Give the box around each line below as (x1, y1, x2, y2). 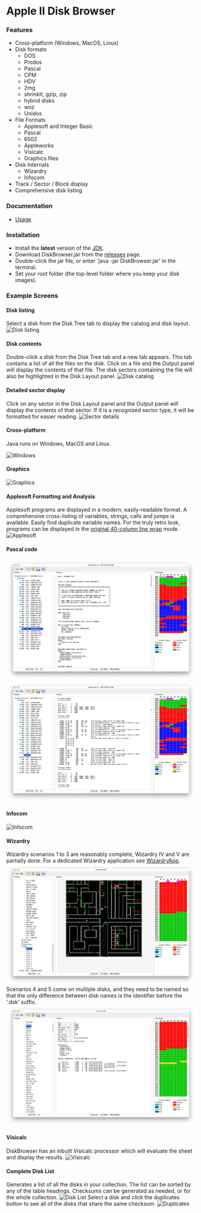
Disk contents (6, 340, 42, 347)
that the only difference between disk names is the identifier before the (6, 992, 182, 999)
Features (6, 26, 33, 34)
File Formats (14, 116, 46, 124)
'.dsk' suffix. (6, 998, 37, 1006)
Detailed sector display (6, 387, 66, 393)
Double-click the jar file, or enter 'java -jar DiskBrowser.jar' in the (14, 258, 176, 265)
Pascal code (6, 545, 38, 553)
